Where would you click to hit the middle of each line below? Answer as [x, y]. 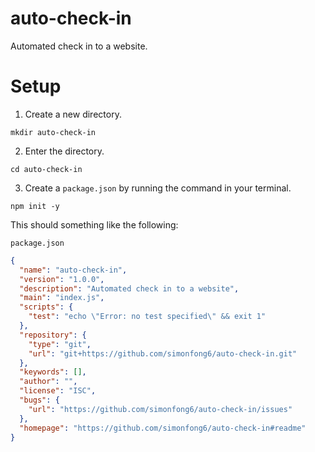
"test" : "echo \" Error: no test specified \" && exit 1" [147, 317]
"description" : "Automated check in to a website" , [129, 288]
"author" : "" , [48, 382]
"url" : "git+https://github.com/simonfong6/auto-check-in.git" [163, 353]
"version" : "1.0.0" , [62, 279]
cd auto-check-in [46, 169]
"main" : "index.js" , [62, 298]
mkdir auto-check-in [53, 132]
